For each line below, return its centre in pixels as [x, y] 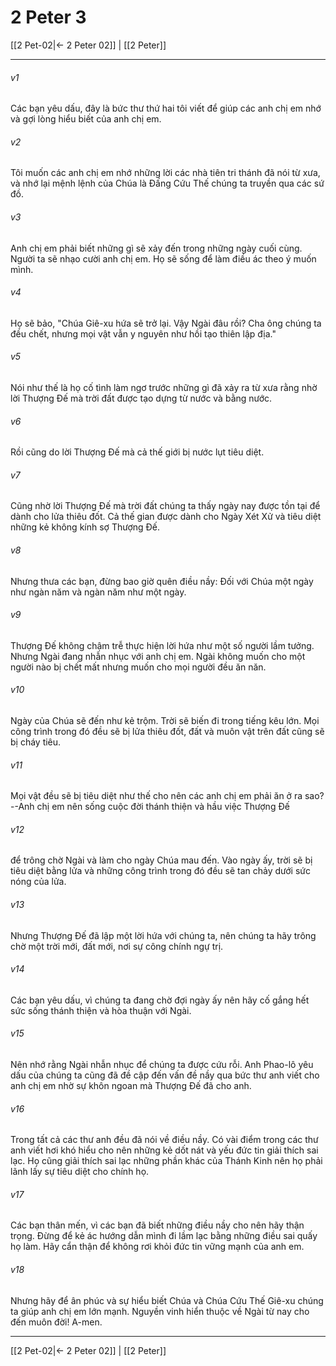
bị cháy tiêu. [36, 742]
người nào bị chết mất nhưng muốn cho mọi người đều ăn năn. [138, 667]
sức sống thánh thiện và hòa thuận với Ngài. [101, 1010]
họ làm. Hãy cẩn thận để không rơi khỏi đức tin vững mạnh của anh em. [157, 1247]
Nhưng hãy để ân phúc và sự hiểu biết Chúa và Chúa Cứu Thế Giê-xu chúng [167, 1300]
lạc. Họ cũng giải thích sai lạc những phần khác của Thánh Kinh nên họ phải [166, 1161]
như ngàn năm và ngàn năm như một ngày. [98, 592]
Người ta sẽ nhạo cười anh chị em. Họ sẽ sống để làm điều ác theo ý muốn [163, 258]
